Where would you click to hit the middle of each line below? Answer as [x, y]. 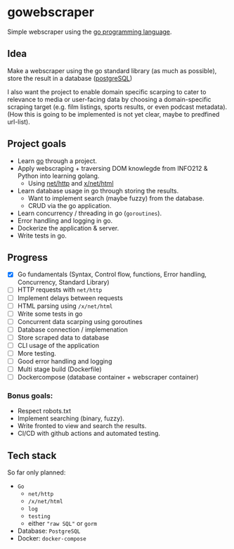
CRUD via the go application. [70, 205]
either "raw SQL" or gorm [62, 524]
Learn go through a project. [57, 161]
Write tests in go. [42, 235]
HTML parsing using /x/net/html [65, 306]
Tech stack [32, 455]
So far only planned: [37, 472]
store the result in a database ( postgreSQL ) [70, 78]
